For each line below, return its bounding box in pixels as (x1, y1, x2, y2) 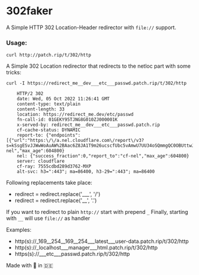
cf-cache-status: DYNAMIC (17, 127, 81, 133)
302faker (6, 4, 53, 18)
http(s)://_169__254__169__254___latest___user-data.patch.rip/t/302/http (14, 238, 189, 245)
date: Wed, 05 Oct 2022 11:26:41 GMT (17, 96, 110, 102)
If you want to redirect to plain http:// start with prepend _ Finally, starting (6, 208, 188, 216)
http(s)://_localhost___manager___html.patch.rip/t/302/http (14, 244, 158, 251)
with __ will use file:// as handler (6, 215, 91, 222)
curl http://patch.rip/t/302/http (6, 52, 92, 58)
